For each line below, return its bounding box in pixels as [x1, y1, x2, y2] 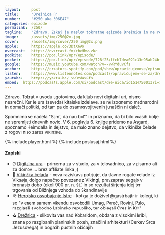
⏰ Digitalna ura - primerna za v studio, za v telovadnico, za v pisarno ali [12, 160, 157, 167]
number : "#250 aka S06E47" [5, 16, 69, 21]
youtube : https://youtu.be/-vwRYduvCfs [5, 76, 93, 80]
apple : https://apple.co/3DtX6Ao [5, 44, 84, 49]
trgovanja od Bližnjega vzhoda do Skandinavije [12, 187, 107, 193]
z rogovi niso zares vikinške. [5, 129, 63, 135]
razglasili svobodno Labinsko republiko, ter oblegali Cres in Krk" [12, 205, 142, 211]
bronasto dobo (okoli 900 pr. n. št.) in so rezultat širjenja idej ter [12, 182, 141, 188]
